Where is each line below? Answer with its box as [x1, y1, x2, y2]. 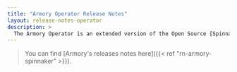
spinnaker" [24, 57, 56, 66]
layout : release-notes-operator [7, 17, 102, 24]
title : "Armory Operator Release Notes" [7, 10, 128, 18]
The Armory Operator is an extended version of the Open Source [13, 30, 207, 37]
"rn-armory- [176, 49, 212, 58]
